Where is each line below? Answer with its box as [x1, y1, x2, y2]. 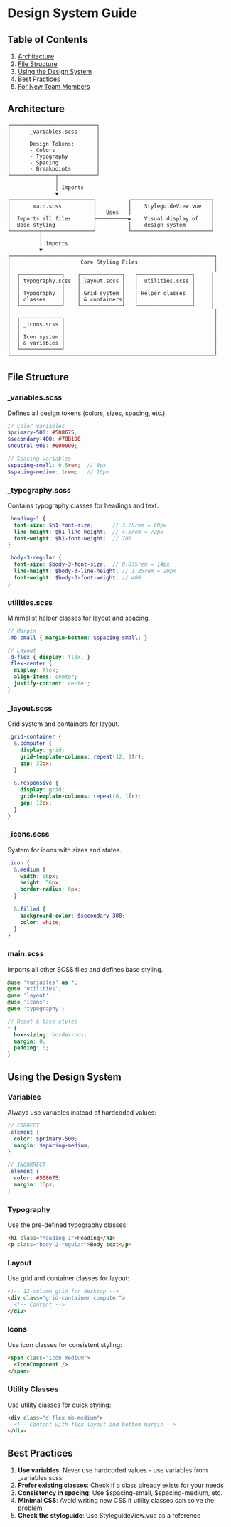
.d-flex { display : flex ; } [7, 653, 91, 660]
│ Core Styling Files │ [7, 258, 218, 266]
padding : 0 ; [14, 1044, 50, 1051]
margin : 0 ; [14, 1038, 46, 1045]
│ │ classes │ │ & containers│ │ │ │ [7, 296, 215, 303]
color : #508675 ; [14, 1174, 62, 1182]
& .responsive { [14, 780, 59, 787]
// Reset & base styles [7, 1018, 78, 1025]
